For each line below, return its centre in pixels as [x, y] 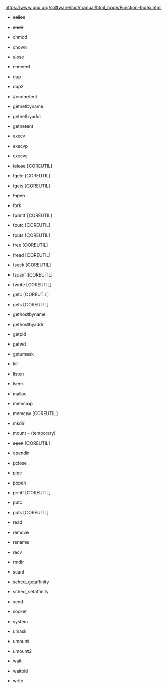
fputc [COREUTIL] [32, 225]
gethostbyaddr [28, 324]
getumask [23, 354]
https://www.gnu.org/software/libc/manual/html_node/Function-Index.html [83, 7]
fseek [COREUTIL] [32, 265]
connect [21, 67]
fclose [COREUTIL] [32, 166]
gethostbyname [29, 314]
